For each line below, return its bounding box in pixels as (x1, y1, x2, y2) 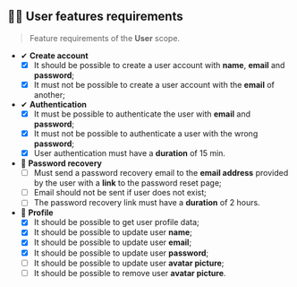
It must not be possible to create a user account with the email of (33, 79, 276, 90)
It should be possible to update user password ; (33, 248, 209, 258)
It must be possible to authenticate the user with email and (33, 109, 251, 119)
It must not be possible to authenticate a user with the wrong (33, 128, 259, 139)
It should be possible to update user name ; (33, 227, 193, 238)
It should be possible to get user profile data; (33, 217, 199, 228)
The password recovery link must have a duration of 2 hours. (33, 197, 260, 208)
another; (33, 89, 65, 100)
